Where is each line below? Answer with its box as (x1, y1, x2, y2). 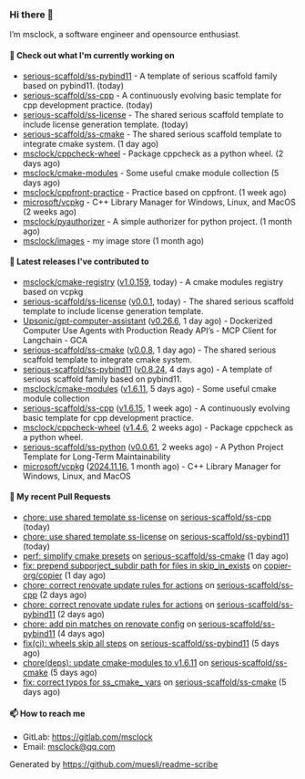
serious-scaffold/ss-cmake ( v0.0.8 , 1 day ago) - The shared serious (22, 344, 277, 355)
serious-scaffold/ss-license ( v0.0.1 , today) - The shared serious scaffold (22, 296, 294, 307)
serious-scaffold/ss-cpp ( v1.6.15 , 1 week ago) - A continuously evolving (22, 402, 290, 414)
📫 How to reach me (9, 708, 86, 719)
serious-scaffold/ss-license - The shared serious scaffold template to (22, 109, 284, 120)
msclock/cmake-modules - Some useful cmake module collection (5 (22, 167, 280, 178)
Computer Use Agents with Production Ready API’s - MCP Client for (22, 324, 278, 336)
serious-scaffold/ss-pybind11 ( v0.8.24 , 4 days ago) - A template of (22, 363, 273, 374)
